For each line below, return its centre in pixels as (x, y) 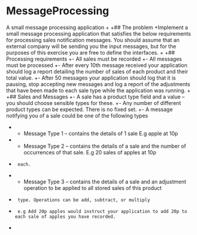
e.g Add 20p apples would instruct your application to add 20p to (102, 211)
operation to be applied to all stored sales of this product (93, 188)
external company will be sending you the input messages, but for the (91, 46)
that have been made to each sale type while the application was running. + (98, 90)
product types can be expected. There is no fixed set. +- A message (90, 109)
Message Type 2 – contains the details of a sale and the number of (105, 146)
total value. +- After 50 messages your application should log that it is (91, 78)
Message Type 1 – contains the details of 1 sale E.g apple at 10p (101, 133)
